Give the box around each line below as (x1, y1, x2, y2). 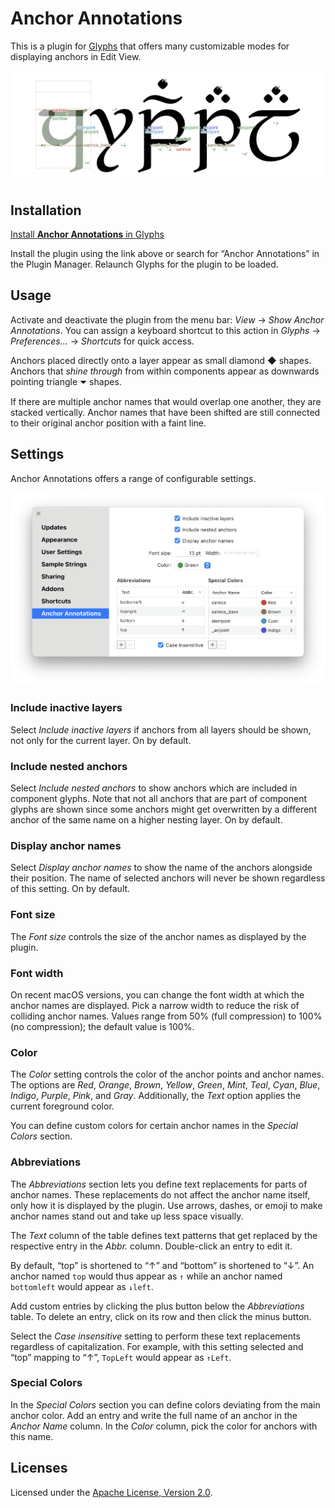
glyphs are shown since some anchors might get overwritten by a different (10, 803, 317, 816)
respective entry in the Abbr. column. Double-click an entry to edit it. (10, 1240, 293, 1252)
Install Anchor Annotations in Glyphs (10, 228, 165, 240)
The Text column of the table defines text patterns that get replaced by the (10, 1229, 318, 1241)
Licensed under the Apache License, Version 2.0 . (10, 1486, 213, 1498)
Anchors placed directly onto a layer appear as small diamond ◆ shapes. (10, 354, 312, 366)
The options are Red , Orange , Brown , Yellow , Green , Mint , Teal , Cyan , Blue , (10, 1079, 321, 1091)
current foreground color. (10, 1100, 115, 1112)
